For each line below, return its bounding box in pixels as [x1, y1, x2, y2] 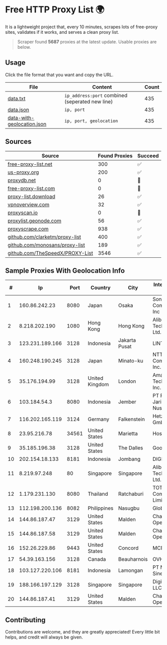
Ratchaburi [118, 491, 144, 498]
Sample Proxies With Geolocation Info [5, 266, 125, 275]
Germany [87, 416, 109, 423]
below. [17, 44, 31, 50]
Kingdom [87, 381, 109, 388]
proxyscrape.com [7, 225, 49, 232]
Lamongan [118, 567, 143, 574]
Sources [5, 137, 32, 146]
